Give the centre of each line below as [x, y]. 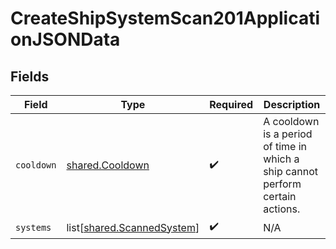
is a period [288, 134]
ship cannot [291, 171]
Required [231, 104]
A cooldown [291, 121]
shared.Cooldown [108, 165]
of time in [285, 146]
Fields [30, 76]
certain [280, 196]
